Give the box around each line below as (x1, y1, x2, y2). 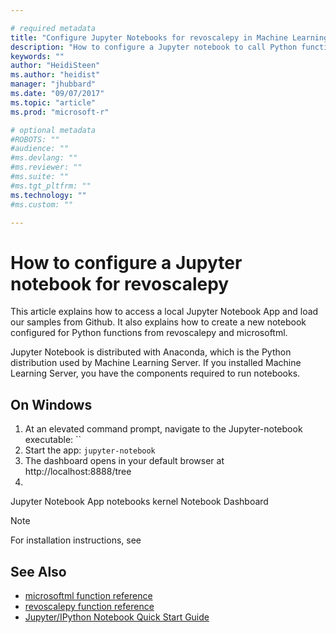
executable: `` (24, 434, 82, 446)
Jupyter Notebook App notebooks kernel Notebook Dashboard (10, 496, 269, 508)
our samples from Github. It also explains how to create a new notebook (10, 316, 307, 328)
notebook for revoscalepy (10, 272, 230, 295)
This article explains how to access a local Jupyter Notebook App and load (10, 306, 319, 318)
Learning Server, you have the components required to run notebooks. (10, 367, 301, 380)
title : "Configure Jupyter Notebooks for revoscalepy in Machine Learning (10, 32, 329, 43)
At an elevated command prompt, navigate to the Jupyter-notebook (24, 423, 303, 435)
